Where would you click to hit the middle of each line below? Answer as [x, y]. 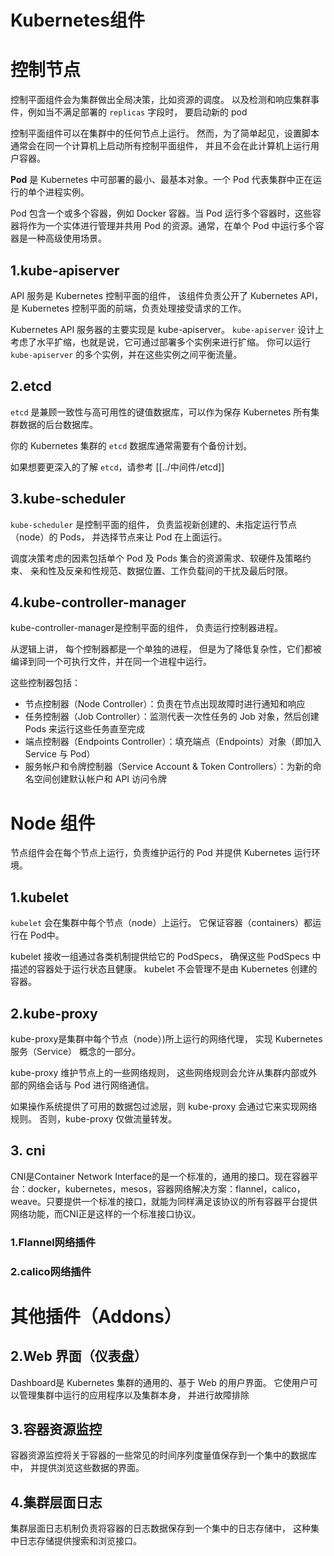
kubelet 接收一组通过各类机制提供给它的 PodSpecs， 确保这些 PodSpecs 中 [166, 957]
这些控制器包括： [45, 683]
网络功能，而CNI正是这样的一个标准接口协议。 [106, 1213]
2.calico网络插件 [51, 1271]
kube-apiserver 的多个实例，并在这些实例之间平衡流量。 [126, 354]
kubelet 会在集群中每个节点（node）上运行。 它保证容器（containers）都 [161, 923]
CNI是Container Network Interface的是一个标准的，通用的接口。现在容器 [160, 1176]
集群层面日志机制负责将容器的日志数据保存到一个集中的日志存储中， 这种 [160, 1528]
